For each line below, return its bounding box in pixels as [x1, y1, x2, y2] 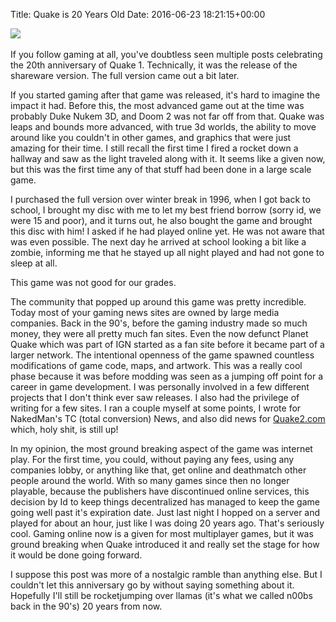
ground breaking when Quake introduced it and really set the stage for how [10, 539, 320, 550]
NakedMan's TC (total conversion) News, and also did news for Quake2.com [10, 413, 326, 424]
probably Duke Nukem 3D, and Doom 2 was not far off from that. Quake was [10, 110, 325, 122]
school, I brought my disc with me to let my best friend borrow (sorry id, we [10, 204, 322, 216]
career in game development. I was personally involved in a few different [10, 381, 310, 393]
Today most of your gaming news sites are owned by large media [10, 307, 280, 318]
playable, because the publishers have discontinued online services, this [10, 485, 310, 497]
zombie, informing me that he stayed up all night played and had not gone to [10, 247, 325, 258]
